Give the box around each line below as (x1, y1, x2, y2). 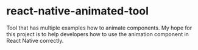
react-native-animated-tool (6, 4, 149, 18)
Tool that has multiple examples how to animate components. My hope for (6, 24, 193, 31)
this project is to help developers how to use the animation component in (6, 30, 189, 37)
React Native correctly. (6, 37, 64, 44)
